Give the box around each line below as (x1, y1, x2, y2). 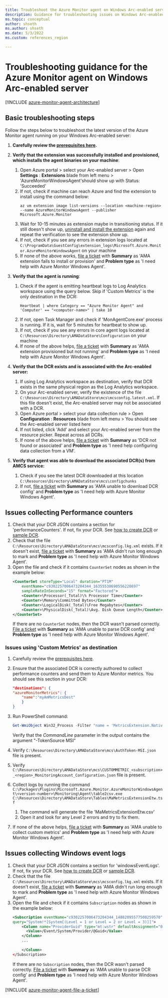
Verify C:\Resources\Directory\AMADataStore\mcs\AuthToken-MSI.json (12, 747, 156, 753)
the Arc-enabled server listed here (19, 421, 91, 427)
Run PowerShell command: (12, 713, 68, 720)
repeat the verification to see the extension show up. (19, 231, 129, 237)
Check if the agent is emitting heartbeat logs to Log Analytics (19, 283, 146, 289)
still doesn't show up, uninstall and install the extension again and (19, 226, 155, 232)
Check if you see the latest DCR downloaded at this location (19, 472, 144, 478)
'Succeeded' (19, 183, 46, 189)
